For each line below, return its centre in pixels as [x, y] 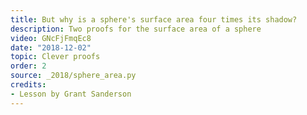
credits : [28, 85]
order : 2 [28, 66]
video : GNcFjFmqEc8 [51, 38]
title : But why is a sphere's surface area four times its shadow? [154, 19]
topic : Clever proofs [55, 57]
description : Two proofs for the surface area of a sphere [136, 29]
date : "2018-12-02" [51, 47]
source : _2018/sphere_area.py [73, 76]
